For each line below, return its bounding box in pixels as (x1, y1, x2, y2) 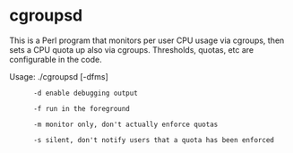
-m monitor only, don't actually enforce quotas (32, 120, 219, 129)
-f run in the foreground (32, 104, 130, 113)
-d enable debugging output (32, 89, 139, 98)
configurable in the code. (9, 54, 103, 64)
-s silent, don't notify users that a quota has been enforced (32, 135, 275, 144)
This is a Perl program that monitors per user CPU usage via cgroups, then (9, 35, 285, 46)
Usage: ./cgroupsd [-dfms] (9, 71, 109, 81)
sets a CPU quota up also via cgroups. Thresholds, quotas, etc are (9, 44, 254, 55)
